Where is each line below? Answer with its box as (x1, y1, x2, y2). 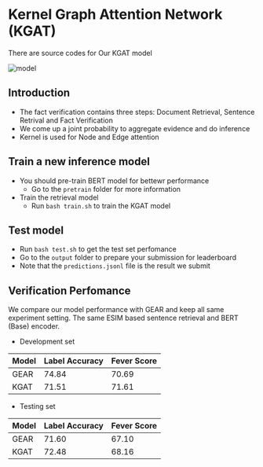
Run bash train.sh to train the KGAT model (31, 200, 171, 210)
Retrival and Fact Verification (19, 116, 114, 125)
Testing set (19, 402, 57, 411)
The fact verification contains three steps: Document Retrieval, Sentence (19, 107, 255, 116)
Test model (8, 223, 64, 237)
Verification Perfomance (8, 284, 131, 297)
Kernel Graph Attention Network (8, 6, 223, 24)
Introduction (8, 86, 71, 100)
